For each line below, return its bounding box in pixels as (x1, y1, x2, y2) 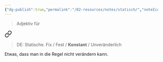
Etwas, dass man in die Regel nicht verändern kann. (4, 51, 109, 57)
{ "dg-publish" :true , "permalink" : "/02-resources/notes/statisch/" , (4, 7, 142, 12)
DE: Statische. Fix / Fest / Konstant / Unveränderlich (16, 41, 122, 47)
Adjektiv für (16, 21, 40, 26)
